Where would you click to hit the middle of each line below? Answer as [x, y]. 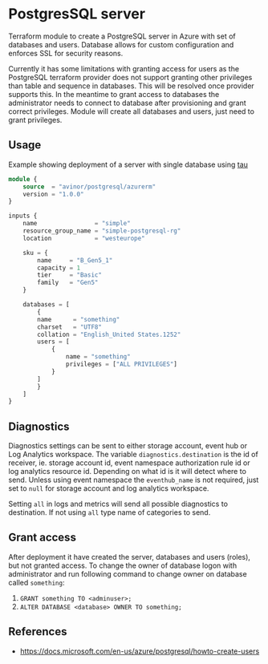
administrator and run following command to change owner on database [128, 573]
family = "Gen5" [68, 283]
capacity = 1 [59, 268]
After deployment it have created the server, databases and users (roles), [130, 557]
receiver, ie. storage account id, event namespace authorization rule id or [129, 463]
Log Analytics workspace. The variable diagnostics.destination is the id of [133, 455]
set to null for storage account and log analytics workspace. [109, 488]
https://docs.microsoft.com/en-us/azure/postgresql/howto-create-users [140, 651]
